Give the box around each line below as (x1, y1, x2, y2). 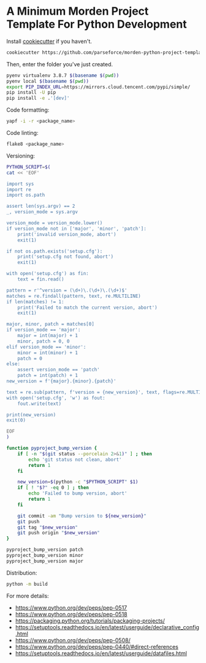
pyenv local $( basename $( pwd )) (6, 78, 89, 84)
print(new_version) (6, 412, 56, 418)
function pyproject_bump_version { (6, 445, 97, 452)
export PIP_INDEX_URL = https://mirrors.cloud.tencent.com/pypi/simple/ (6, 84, 191, 90)
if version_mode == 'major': (6, 327, 81, 333)
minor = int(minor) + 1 (17, 349, 78, 356)
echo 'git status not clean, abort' (28, 457, 122, 463)
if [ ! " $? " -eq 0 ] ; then (17, 485, 89, 491)
